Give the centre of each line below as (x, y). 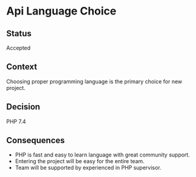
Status (19, 34)
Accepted (18, 48)
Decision (23, 107)
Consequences (36, 140)
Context (22, 67)
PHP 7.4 (16, 121)
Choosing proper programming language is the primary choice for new (94, 81)
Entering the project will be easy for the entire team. (80, 161)
